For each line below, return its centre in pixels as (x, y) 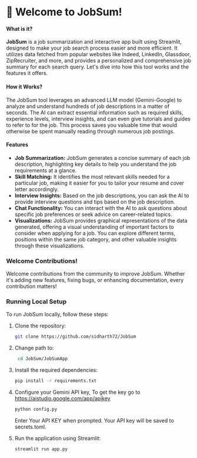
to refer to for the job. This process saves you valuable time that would (92, 125)
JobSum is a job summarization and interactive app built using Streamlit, (94, 42)
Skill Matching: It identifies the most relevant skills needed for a (92, 176)
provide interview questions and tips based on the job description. (95, 202)
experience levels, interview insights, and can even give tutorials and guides (98, 119)
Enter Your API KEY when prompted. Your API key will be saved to (94, 420)
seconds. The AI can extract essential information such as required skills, (95, 112)
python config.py (36, 410)
